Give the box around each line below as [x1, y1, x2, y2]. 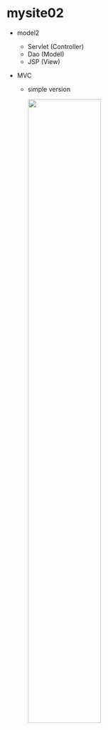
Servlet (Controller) [27, 42, 85, 50]
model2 [16, 28, 40, 37]
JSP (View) [27, 57, 61, 65]
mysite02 [6, 5, 65, 21]
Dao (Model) [27, 50, 65, 58]
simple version [27, 85, 71, 93]
